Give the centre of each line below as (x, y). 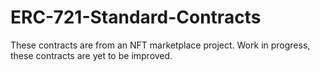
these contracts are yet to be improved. (91, 55)
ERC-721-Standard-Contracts (136, 17)
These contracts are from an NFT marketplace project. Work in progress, (160, 45)
